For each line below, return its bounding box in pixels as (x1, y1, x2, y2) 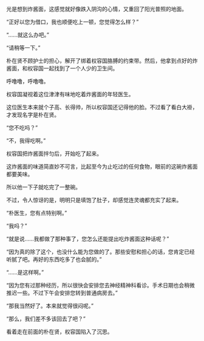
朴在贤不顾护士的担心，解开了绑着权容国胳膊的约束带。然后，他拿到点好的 (6, 57, 192, 64)
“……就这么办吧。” (6, 31, 50, 38)
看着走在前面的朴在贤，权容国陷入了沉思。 (6, 328, 113, 335)
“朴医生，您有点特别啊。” (6, 209, 67, 216)
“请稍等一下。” (6, 44, 41, 51)
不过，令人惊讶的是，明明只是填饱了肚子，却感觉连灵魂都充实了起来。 (6, 197, 182, 203)
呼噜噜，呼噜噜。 (6, 78, 49, 85)
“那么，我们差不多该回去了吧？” (6, 315, 86, 322)
